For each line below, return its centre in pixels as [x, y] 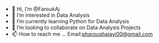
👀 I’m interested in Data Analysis [50, 15]
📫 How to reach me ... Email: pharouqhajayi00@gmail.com [82, 34]
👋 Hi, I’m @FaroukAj [35, 9]
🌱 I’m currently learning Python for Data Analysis [70, 21]
